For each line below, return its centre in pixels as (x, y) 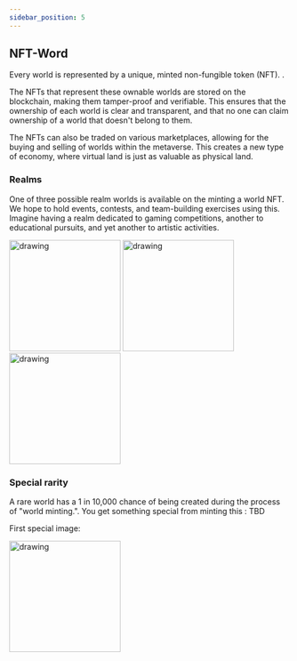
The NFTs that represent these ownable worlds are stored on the (128, 92)
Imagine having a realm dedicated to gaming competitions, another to (136, 218)
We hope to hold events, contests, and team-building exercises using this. (144, 208)
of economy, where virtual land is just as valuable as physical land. (131, 157)
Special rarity (39, 482)
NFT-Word (39, 54)
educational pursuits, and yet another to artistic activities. (114, 227)
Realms (26, 180)
